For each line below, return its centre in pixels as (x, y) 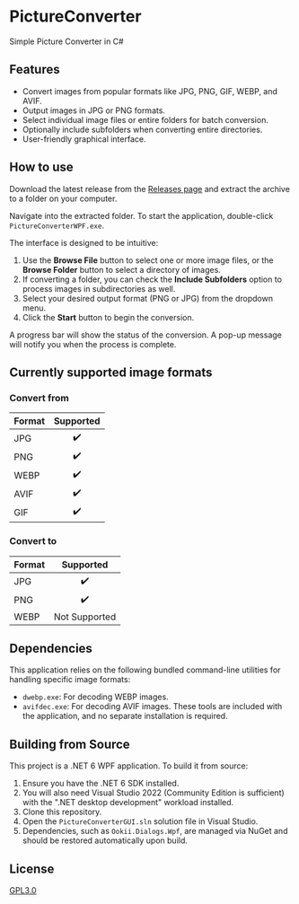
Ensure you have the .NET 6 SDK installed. (101, 784)
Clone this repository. (62, 812)
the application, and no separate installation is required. (125, 716)
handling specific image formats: (70, 680)
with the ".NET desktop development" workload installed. (128, 803)
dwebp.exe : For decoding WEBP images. (95, 697)
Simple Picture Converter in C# (66, 41)
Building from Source (70, 744)
